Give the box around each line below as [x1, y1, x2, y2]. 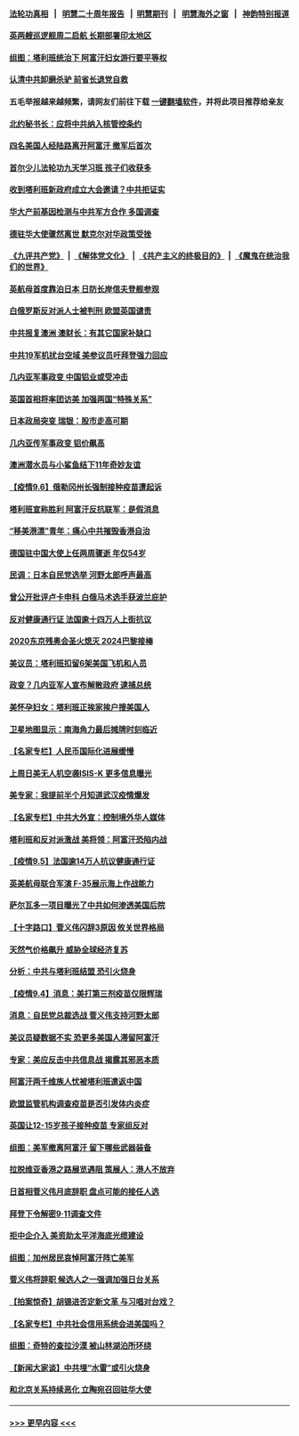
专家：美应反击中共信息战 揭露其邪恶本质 [9, 1054, 160, 1065]
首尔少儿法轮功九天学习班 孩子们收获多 [9, 162, 152, 173]
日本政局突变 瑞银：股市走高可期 [9, 415, 129, 426]
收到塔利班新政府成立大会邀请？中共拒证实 [9, 184, 166, 195]
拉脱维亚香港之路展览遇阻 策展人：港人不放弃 [9, 1164, 175, 1174]
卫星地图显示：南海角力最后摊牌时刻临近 [9, 723, 158, 734]
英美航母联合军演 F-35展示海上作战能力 [9, 877, 154, 889]
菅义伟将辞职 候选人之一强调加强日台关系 [9, 1274, 160, 1285]
